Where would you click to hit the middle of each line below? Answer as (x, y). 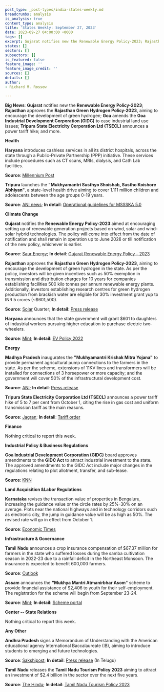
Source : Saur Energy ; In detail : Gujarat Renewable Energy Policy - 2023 (78, 254)
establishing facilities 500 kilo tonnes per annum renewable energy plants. (80, 284)
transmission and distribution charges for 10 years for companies (70, 279)
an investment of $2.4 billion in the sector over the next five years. (72, 675)
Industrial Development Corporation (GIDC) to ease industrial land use (77, 121)
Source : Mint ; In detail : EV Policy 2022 (44, 338)
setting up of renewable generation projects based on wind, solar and (75, 228)
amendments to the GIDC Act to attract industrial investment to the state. (78, 460)
